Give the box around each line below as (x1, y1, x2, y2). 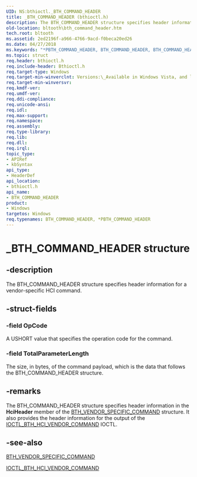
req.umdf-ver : (6, 91, 41, 96)
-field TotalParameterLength (6, 349, 89, 358)
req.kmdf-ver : (6, 85, 41, 91)
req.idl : (6, 107, 28, 113)
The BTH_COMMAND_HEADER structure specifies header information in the (6, 402, 189, 409)
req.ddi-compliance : (6, 96, 57, 102)
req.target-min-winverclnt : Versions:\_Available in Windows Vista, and (6, 74, 188, 80)
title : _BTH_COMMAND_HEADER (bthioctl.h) (6, 14, 109, 20)
